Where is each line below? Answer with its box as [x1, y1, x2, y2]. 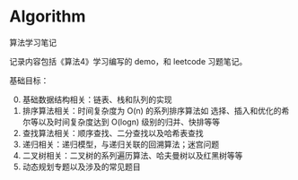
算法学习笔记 [9, 37, 57, 47]
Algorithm [9, 6, 86, 27]
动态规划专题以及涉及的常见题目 [22, 161, 141, 172]
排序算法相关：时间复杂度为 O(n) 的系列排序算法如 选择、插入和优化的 [22, 105, 282, 116]
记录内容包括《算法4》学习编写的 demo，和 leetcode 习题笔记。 [9, 56, 248, 66]
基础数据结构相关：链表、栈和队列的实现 [22, 94, 172, 105]
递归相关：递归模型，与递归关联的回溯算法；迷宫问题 [22, 139, 220, 150]
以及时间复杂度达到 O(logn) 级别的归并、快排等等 [38, 116, 221, 127]
